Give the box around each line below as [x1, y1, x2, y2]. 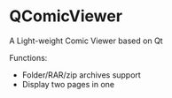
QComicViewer [9, 6, 122, 26]
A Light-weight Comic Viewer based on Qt [9, 35, 163, 46]
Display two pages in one [21, 79, 115, 89]
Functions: [9, 52, 48, 63]
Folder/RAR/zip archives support [21, 69, 142, 80]
